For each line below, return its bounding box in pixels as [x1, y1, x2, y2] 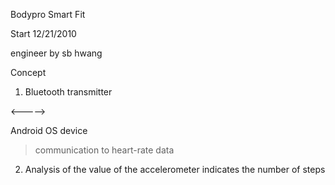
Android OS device [10, 125, 88, 136]
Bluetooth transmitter [24, 86, 113, 98]
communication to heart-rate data [34, 144, 175, 156]
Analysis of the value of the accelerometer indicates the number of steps [24, 164, 326, 175]
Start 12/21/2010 [10, 28, 77, 39]
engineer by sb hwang [10, 47, 103, 59]
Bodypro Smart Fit [10, 9, 86, 20]
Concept [10, 67, 47, 78]
